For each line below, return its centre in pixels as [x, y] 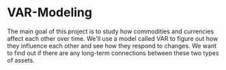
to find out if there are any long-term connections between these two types [113, 53]
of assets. [21, 60]
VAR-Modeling [50, 13]
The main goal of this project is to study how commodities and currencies [111, 31]
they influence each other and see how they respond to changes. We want [112, 46]
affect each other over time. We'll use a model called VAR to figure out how [113, 38]
